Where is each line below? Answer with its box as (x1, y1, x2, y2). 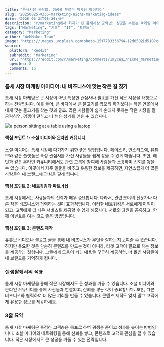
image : (5, 39, 19, 44)
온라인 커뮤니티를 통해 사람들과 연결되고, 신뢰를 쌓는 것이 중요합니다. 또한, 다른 (5, 287, 155, 292)
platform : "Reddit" (9, 48, 49, 53)
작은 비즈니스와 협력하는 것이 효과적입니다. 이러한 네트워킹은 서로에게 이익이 (10, 201, 155, 207)
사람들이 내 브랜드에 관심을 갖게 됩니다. (5, 171, 80, 177)
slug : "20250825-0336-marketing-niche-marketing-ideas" (5, 12, 121, 17)
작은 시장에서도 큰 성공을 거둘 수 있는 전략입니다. (15, 336, 108, 342)
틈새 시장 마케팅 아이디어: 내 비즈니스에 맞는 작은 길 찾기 (5, 83, 128, 90)
